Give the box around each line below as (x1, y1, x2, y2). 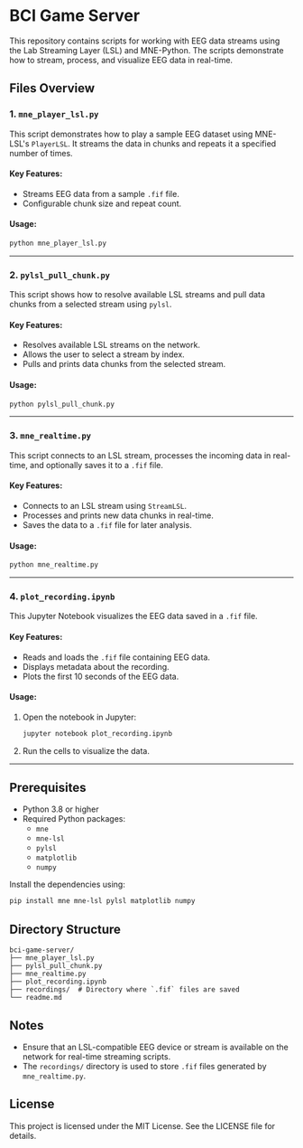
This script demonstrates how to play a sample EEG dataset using (9, 128, 253, 139)
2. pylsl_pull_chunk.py (9, 268, 111, 281)
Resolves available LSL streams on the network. (22, 340, 201, 351)
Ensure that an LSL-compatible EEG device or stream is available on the (22, 1041, 289, 1052)
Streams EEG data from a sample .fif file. (22, 188, 180, 199)
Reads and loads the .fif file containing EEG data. (22, 652, 210, 663)
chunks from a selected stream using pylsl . (9, 299, 172, 310)
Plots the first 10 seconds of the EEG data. (22, 671, 179, 682)
